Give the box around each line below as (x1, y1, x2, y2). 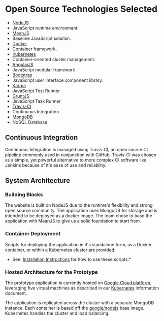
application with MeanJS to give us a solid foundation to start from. (5, 218, 141, 224)
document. (5, 290, 27, 296)
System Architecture (5, 176, 70, 185)
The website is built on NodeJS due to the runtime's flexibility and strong (5, 202, 153, 208)
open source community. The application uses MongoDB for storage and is (5, 208, 158, 214)
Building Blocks (5, 191, 43, 198)
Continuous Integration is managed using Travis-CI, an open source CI (5, 146, 148, 152)
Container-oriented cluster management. (12, 56, 96, 62)
